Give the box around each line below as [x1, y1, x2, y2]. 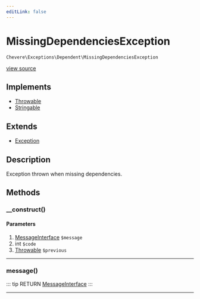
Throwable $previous [14, 246, 67, 254]
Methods [6, 187, 40, 198]
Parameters [6, 220, 36, 227]
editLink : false [6, 8, 46, 15]
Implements [6, 82, 52, 92]
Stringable [14, 104, 40, 111]
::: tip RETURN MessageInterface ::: [6, 280, 93, 287]
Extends [6, 121, 37, 131]
